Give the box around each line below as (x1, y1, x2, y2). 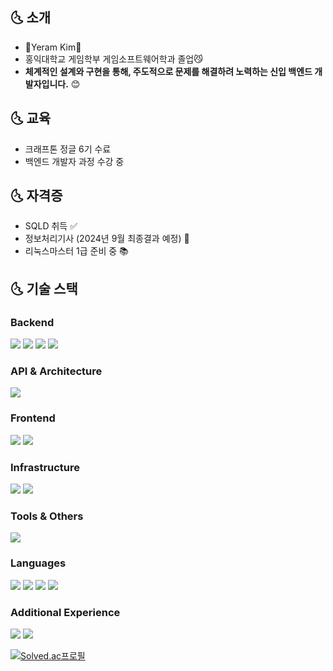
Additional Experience (10, 605, 121, 619)
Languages (10, 556, 67, 570)
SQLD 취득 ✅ (24, 220, 78, 232)
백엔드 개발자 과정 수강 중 (24, 155, 125, 167)
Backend (10, 315, 55, 329)
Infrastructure (10, 460, 81, 474)
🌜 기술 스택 (10, 280, 78, 297)
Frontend (10, 411, 56, 425)
